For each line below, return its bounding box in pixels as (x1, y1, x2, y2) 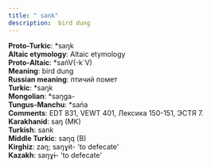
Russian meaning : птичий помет (8, 74, 118, 84)
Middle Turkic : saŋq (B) (8, 133, 87, 143)
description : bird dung (8, 19, 91, 27)
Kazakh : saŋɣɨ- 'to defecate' (8, 150, 102, 159)
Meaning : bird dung (8, 66, 74, 75)
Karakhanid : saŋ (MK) (8, 116, 81, 126)
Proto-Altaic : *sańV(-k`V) (8, 57, 93, 67)
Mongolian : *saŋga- (8, 91, 76, 101)
